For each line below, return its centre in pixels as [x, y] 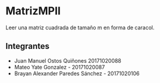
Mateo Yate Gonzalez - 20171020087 [59, 67]
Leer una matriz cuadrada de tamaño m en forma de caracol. [80, 27]
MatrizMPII [33, 11]
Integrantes [28, 46]
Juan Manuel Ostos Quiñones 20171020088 [68, 60]
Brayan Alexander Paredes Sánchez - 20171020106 [77, 73]
